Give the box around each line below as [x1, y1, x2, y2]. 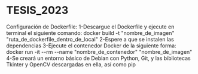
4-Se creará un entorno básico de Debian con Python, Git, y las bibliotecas [6, 54, 191, 62]
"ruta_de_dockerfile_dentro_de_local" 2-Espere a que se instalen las [6, 36, 175, 43]
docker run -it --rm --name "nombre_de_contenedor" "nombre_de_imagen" [6, 48, 193, 55]
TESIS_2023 [6, 4, 69, 17]
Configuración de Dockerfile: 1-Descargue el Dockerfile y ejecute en [6, 23, 175, 30]
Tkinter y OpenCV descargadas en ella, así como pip [6, 60, 136, 68]
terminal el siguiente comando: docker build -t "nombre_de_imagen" [6, 29, 175, 36]
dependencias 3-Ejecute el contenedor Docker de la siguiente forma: [6, 42, 176, 49]
